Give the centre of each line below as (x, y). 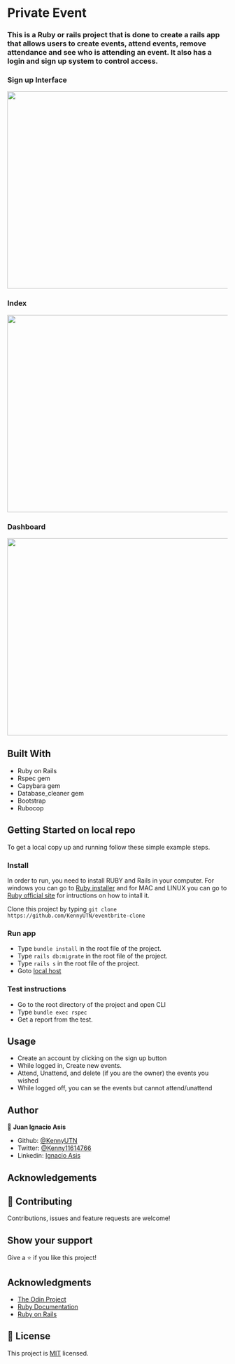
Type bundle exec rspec (52, 1012)
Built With (29, 754)
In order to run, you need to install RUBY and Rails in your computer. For (111, 880)
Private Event (47, 13)
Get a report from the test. (55, 1019)
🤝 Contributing (40, 1201)
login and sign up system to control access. (83, 61)
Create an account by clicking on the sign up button (92, 1058)
